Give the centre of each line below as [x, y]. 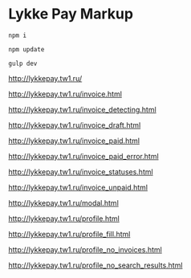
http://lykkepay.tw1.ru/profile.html [64, 219]
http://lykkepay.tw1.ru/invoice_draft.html [75, 125]
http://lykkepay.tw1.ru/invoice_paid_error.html [83, 156]
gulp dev [23, 63]
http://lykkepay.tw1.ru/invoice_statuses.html [81, 172]
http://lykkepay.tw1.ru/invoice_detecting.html [82, 109]
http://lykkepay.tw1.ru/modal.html [63, 202]
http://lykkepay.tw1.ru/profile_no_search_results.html [95, 265]
